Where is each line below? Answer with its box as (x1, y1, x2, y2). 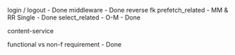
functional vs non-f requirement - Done (7, 40, 122, 48)
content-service (7, 27, 54, 35)
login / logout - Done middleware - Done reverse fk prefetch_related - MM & (7, 6, 229, 14)
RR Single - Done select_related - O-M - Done (7, 13, 141, 22)
